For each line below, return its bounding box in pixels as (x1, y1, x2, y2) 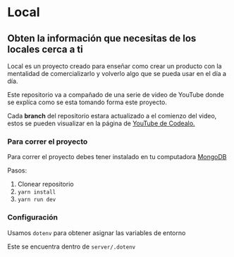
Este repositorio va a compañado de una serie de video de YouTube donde (7, 91, 224, 99)
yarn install (17, 189, 56, 196)
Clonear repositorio (17, 180, 74, 189)
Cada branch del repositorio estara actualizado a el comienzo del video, (7, 112, 217, 120)
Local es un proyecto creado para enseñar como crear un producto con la (7, 62, 222, 70)
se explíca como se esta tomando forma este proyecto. (7, 98, 168, 106)
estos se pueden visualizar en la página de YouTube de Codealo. (7, 119, 195, 127)
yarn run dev (17, 196, 56, 203)
